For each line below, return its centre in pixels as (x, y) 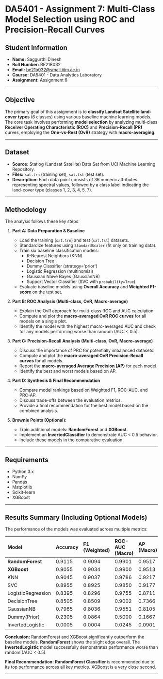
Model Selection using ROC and (70, 19)
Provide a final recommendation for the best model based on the (84, 406)
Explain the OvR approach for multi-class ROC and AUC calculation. (87, 311)
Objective (20, 100)
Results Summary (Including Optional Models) (76, 517)
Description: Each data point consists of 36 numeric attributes (74, 179)
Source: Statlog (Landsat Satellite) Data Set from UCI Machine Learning (84, 164)
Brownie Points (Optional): (39, 420)
